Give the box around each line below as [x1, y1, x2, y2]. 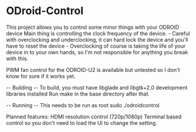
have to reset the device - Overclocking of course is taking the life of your [6, 42, 186, 49]
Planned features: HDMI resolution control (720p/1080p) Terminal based [6, 113, 182, 120]
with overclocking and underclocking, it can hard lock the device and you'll [6, 36, 188, 43]
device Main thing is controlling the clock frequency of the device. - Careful [6, 29, 190, 37]
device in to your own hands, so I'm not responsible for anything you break [6, 48, 188, 55]
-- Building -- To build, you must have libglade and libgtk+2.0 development [6, 84, 188, 91]
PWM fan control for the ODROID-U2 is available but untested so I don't [6, 66, 180, 73]
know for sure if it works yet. [6, 72, 76, 80]
